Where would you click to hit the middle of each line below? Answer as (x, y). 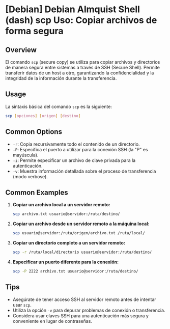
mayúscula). (25, 155)
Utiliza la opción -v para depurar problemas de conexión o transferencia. (89, 310)
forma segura (34, 31)
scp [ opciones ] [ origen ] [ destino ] (43, 116)
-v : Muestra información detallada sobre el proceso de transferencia (84, 171)
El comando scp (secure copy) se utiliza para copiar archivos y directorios (83, 62)
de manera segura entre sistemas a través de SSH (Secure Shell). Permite (83, 67)
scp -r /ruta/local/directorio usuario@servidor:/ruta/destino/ (82, 252)
